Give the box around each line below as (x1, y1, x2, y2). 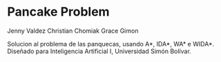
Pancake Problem (7, 4, 110, 20)
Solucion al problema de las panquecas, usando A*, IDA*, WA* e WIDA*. (7, 40, 215, 48)
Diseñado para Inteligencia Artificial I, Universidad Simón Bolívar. (7, 47, 191, 55)
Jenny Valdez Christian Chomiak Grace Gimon (7, 27, 139, 35)
